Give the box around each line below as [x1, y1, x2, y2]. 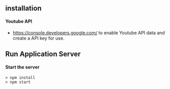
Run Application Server [5, 49, 81, 58]
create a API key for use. [12, 35, 65, 41]
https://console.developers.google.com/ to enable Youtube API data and [12, 29, 165, 36]
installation [5, 4, 42, 13]
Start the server [5, 64, 40, 70]
